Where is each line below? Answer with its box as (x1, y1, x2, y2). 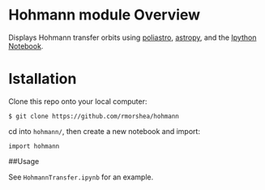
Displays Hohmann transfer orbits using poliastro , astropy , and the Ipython (8, 32, 257, 42)
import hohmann (8, 142, 60, 150)
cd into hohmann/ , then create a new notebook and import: (8, 126, 201, 136)
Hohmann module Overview (8, 6, 201, 24)
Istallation (8, 70, 77, 89)
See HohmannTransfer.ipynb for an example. (8, 172, 154, 182)
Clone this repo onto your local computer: (8, 96, 147, 106)
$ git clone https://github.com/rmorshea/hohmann (8, 112, 180, 120)
